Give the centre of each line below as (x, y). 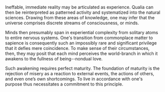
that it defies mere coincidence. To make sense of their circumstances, (77, 48)
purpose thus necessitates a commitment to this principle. (64, 84)
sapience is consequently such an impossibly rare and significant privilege (81, 43)
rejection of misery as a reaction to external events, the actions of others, (80, 73)
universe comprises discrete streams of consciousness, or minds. (72, 23)
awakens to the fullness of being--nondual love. (54, 59)
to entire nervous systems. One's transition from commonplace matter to (79, 38)
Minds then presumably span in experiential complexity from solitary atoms (82, 32)
